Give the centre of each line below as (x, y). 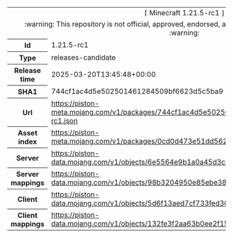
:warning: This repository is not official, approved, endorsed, (122, 24)
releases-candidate (84, 57)
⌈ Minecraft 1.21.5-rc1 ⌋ (184, 13)
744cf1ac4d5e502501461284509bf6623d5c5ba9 (137, 91)
